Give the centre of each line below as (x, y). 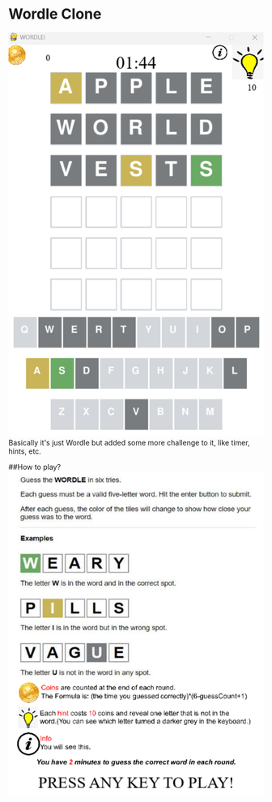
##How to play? (35, 467)
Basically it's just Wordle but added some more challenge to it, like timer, (129, 442)
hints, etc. (25, 451)
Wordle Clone (55, 14)
